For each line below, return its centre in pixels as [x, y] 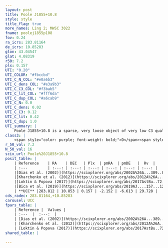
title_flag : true [23, 24]
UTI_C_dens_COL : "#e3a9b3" [33, 84]
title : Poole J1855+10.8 [31, 14]
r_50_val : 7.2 [20, 145]
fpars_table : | [21, 205]
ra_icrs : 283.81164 [25, 42]
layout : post [19, 10]
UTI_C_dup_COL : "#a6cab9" [32, 98]
